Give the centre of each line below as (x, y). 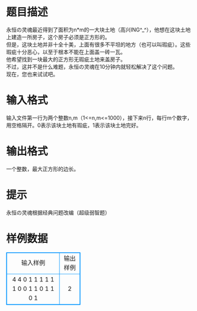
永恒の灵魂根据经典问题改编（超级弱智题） (58, 212)
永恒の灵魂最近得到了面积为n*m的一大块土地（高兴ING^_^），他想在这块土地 (99, 30)
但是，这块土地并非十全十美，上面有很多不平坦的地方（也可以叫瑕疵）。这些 (99, 44)
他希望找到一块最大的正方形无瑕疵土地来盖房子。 (66, 59)
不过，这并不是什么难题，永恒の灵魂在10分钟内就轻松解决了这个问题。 (92, 66)
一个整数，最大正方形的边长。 (42, 169)
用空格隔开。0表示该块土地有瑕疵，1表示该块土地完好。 (74, 125)
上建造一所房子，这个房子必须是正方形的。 (58, 37)
